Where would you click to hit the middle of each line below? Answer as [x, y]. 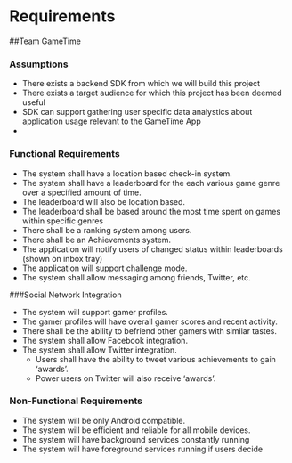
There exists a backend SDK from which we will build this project [141, 84]
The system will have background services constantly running [136, 439]
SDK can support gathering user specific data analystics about [137, 112]
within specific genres [63, 221]
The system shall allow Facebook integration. [105, 340]
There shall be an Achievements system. [97, 240]
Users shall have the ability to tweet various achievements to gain [155, 359]
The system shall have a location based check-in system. [127, 173]
